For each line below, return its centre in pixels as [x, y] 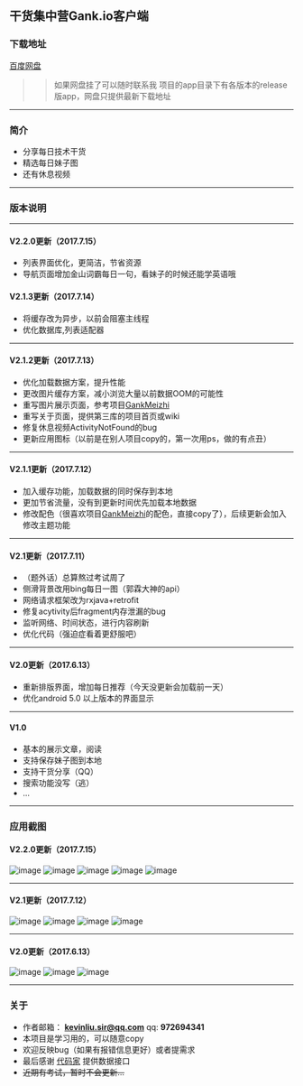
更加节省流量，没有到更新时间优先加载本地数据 [109, 503]
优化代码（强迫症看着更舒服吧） [82, 634]
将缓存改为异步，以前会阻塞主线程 [86, 318]
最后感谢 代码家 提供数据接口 [76, 1061]
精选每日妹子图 [50, 162]
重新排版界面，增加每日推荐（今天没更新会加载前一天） [125, 687]
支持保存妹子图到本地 [62, 760]
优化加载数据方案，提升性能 [74, 382]
